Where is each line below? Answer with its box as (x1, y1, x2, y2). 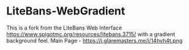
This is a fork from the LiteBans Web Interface (6, 24, 122, 31)
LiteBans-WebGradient (6, 4, 125, 18)
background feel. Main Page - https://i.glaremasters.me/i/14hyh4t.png (6, 37, 183, 44)
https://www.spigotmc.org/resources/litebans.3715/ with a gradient (6, 30, 176, 37)
